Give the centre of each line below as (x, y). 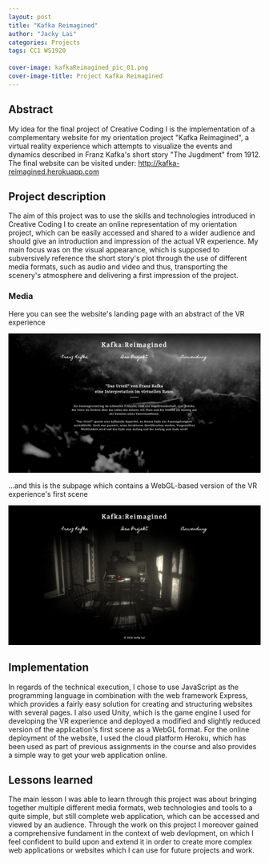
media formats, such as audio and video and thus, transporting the (118, 267)
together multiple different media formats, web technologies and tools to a (131, 808)
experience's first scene (48, 494)
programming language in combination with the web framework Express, (128, 695)
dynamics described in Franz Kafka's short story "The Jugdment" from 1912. (134, 154)
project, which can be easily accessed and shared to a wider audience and (132, 233)
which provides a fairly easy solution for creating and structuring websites (131, 704)
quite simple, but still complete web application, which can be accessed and (134, 817)
